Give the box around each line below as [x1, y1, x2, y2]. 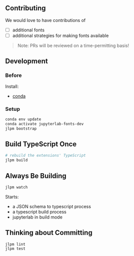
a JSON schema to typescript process [12, 203, 91, 209]
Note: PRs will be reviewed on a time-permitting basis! [17, 42, 129, 48]
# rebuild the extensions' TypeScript [5, 153, 86, 158]
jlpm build [5, 158, 28, 163]
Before [5, 72, 22, 79]
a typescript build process [12, 209, 66, 215]
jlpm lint [5, 242, 26, 247]
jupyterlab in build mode [12, 214, 62, 220]
